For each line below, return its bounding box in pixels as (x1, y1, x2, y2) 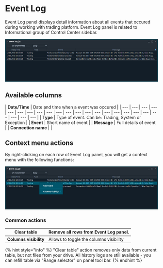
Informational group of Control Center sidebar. (5, 29, 98, 35)
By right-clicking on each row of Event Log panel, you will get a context (5, 152, 148, 158)
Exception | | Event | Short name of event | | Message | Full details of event (5, 120, 156, 125)
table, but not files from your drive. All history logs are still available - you (5, 252, 151, 258)
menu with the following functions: (5, 157, 74, 163)
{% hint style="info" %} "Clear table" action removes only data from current (5, 247, 157, 253)
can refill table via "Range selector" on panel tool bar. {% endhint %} (5, 257, 142, 263)
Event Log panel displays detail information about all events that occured (5, 19, 150, 25)
